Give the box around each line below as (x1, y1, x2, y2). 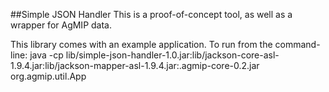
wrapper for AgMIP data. (10, 19, 112, 31)
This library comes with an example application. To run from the (10, 39, 273, 50)
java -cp (29, 49, 64, 61)
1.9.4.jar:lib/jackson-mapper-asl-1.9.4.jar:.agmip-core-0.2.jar (10, 60, 260, 71)
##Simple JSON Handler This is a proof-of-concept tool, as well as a (10, 9, 293, 20)
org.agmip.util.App (10, 70, 87, 82)
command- (274, 39, 321, 50)
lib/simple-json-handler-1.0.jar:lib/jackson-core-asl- (65, 49, 280, 61)
